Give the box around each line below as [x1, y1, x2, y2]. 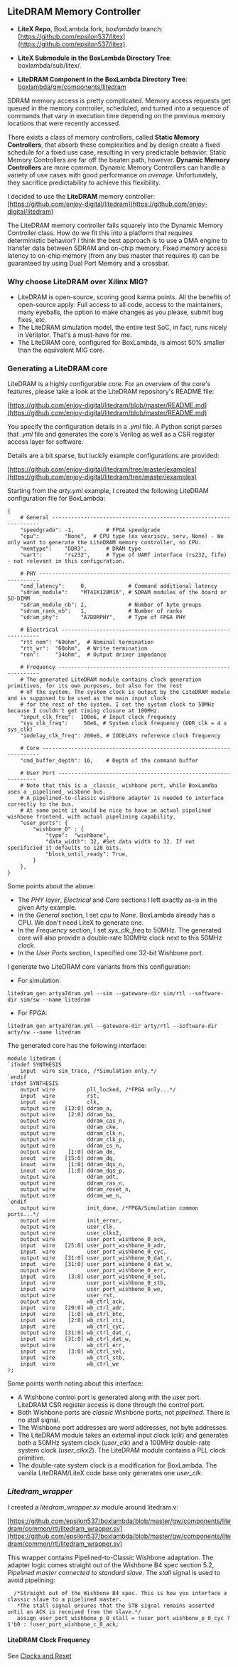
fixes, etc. [17, 316, 47, 324]
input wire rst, [20, 1093, 100, 1100]
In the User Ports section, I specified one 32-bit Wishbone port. [17, 949, 204, 957]
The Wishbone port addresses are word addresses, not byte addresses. [17, 1423, 229, 1432]
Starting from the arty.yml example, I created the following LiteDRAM [7, 487, 209, 495]
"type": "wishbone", [45, 832, 110, 839]
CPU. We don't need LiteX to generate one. [17, 918, 144, 927]
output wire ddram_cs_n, [20, 1143, 122, 1150]
